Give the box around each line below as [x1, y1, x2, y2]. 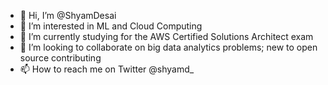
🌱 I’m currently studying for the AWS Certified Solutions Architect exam [19, 31, 314, 42]
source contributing [19, 52, 102, 64]
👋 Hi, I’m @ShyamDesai [19, 10, 117, 21]
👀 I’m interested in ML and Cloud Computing [19, 20, 203, 32]
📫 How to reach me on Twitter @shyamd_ [19, 63, 195, 75]
